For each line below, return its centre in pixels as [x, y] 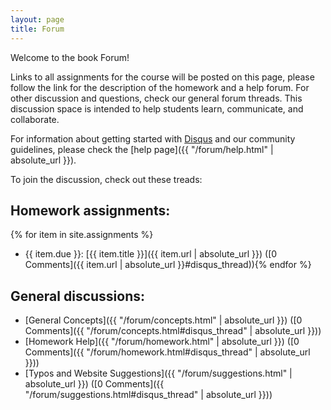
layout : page [37, 19]
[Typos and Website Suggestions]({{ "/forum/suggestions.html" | [158, 373]
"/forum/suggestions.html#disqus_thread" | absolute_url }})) [148, 395]
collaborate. [35, 119]
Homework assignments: [90, 210]
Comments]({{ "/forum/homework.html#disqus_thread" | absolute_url [167, 352]
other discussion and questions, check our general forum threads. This [156, 98]
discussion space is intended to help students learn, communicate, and [157, 108]
